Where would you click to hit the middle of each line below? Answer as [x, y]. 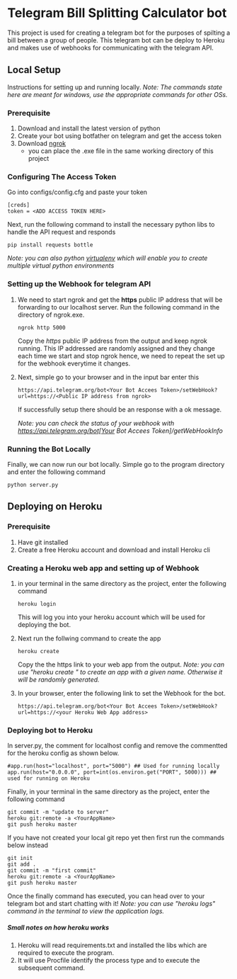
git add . [22, 865]
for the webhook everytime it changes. [74, 363]
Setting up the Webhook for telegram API [79, 284]
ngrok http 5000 [41, 327]
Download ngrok [42, 144]
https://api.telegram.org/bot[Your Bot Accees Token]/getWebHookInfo [120, 431]
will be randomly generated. [59, 679]
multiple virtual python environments [61, 266]
